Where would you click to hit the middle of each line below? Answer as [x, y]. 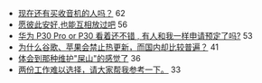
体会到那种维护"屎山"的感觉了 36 [80, 58]
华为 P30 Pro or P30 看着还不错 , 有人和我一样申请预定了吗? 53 [135, 36]
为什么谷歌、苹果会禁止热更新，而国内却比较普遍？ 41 [118, 47]
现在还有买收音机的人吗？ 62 [71, 13]
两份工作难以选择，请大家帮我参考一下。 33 [99, 69]
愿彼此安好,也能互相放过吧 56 [73, 24]
